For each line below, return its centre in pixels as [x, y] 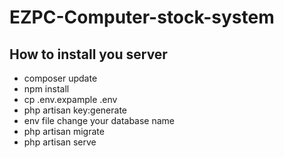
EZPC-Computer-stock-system [142, 17]
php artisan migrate [64, 131]
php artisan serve [60, 142]
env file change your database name [99, 120]
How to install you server [88, 54]
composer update [60, 78]
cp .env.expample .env [70, 99]
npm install [46, 89]
